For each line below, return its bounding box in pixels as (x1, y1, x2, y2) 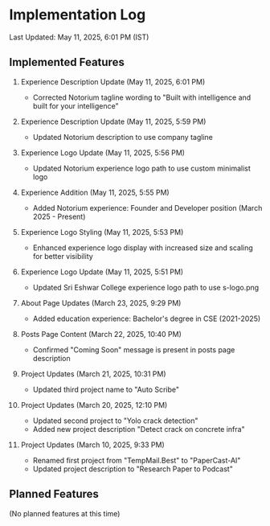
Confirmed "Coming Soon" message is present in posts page (32, 344, 235, 355)
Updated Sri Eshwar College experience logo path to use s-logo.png (32, 282, 260, 292)
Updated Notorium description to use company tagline (32, 132, 214, 142)
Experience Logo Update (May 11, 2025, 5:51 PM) (20, 267, 184, 277)
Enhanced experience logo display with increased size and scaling (32, 243, 254, 253)
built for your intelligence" (32, 101, 119, 110)
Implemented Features (9, 55, 125, 69)
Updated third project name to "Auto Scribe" (32, 384, 180, 394)
